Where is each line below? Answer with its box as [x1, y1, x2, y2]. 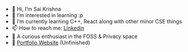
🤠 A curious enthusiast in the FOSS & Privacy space [11, 33, 138, 40]
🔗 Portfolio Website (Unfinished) [11, 39, 90, 46]
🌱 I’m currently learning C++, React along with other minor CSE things [11, 18, 182, 25]
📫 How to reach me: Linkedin [11, 25, 85, 32]
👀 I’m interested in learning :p [11, 12, 83, 19]
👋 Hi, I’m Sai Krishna [11, 6, 61, 12]
